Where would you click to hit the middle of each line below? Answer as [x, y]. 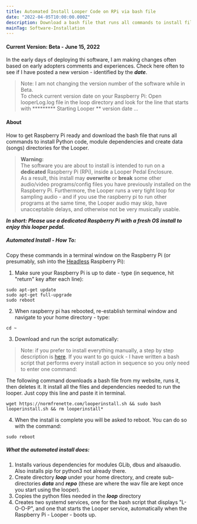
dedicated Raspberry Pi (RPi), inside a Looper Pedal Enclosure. [97, 172]
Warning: [32, 159]
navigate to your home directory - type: [62, 317]
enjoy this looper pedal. [35, 226]
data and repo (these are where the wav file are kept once [113, 483]
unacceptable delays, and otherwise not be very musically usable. [100, 209]
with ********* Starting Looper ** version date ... [79, 109]
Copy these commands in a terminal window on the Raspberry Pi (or [89, 255]
